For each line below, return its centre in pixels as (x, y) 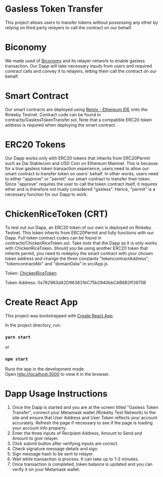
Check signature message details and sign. (55, 449)
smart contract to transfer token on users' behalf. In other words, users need (82, 173)
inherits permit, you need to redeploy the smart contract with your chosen (79, 253)
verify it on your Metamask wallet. (46, 469)
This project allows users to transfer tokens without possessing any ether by (81, 22)
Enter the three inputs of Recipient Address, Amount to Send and (77, 433)
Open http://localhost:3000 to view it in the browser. (57, 374)
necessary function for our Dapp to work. (46, 194)
